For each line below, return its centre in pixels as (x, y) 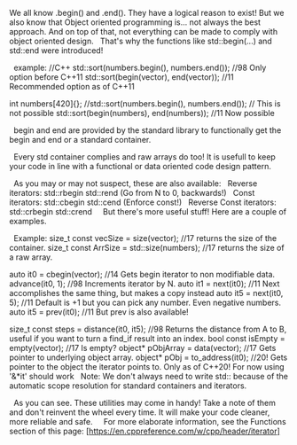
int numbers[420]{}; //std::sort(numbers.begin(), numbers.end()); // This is (145, 104)
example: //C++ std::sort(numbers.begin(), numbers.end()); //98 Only (140, 67)
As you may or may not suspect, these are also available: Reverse (135, 183)
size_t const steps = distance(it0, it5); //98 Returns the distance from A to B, (148, 329)
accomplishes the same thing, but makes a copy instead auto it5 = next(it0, (146, 293)
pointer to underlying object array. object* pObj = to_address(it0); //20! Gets (148, 357)
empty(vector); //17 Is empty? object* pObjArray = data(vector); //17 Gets (143, 348)
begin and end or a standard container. (80, 140)
